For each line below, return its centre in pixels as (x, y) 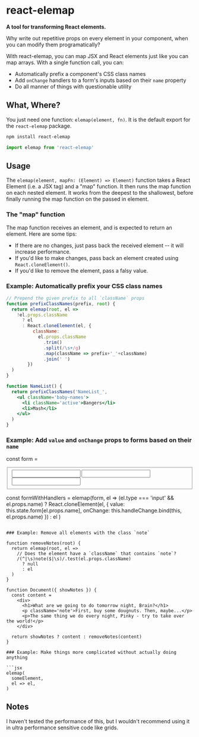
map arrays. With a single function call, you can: (65, 62)
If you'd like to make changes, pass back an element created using (97, 258)
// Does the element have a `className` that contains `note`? (97, 553)
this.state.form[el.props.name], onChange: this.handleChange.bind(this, (94, 510)
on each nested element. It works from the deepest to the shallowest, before (100, 193)
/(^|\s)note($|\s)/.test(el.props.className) (74, 559)
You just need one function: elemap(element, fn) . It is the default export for (98, 119)
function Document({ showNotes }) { (51, 590)
